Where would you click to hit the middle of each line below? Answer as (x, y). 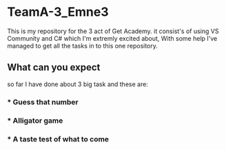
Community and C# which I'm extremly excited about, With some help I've (112, 38)
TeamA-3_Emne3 (58, 12)
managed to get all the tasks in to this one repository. (83, 46)
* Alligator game (35, 120)
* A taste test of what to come (58, 139)
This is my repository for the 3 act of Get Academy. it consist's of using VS (113, 31)
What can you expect (54, 67)
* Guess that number (43, 102)
